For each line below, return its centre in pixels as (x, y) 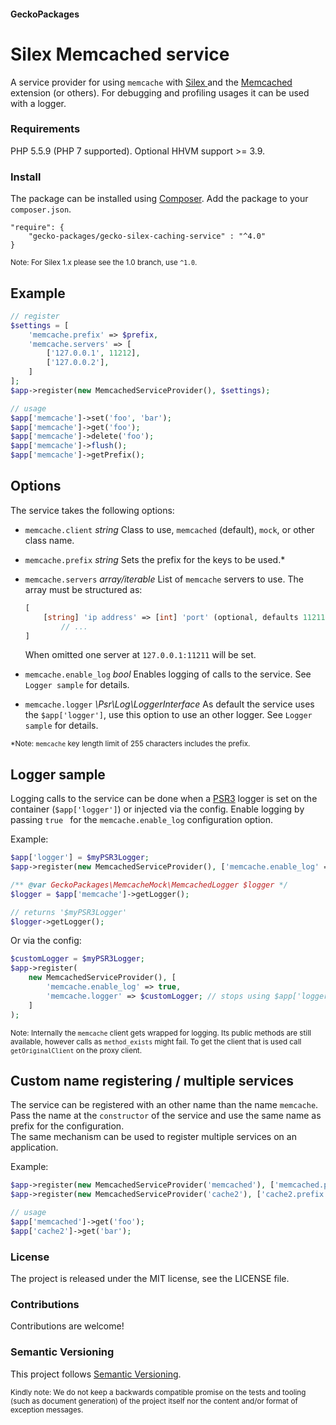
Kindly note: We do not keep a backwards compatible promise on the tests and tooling (158, 1392)
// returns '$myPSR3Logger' (69, 912)
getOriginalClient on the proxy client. (76, 1050)
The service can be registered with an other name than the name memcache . (164, 1105)
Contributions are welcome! (67, 1326)
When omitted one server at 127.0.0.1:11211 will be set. (140, 655)
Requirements (45, 129)
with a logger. (38, 103)
